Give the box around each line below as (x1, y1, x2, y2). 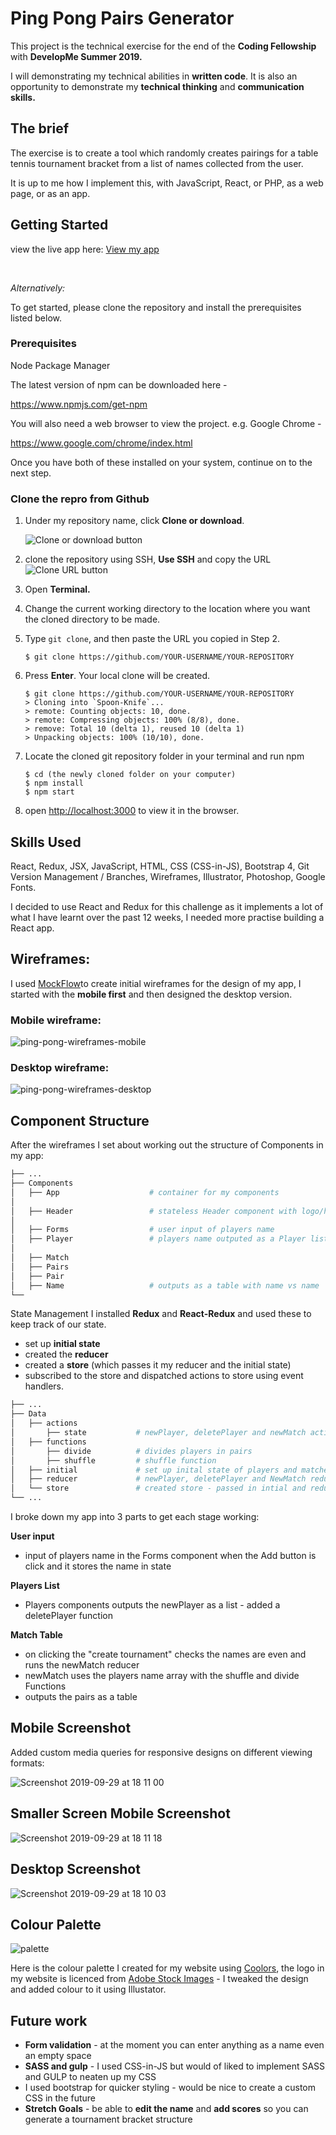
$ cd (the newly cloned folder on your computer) (24, 770, 237, 780)
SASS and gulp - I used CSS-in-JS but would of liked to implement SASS (24, 2060, 326, 2072)
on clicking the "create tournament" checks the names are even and (24, 1648, 307, 1661)
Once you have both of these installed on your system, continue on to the (10, 456, 313, 468)
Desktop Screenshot (10, 1861, 141, 1878)
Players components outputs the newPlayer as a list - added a (24, 1599, 281, 1611)
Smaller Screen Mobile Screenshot (10, 1805, 231, 1822)
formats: (10, 1757, 45, 1769)
